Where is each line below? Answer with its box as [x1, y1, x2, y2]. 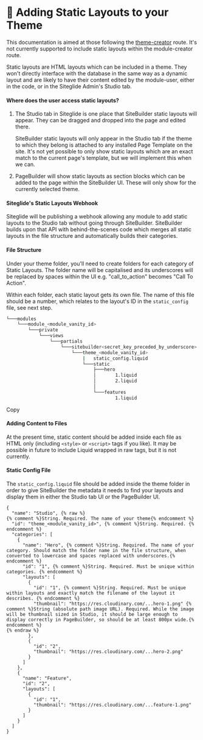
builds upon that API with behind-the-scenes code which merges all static [6, 226, 192, 233]
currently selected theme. [15, 186, 80, 193]
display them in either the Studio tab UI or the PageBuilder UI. [6, 493, 160, 501]
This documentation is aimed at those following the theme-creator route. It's [6, 38, 198, 46]
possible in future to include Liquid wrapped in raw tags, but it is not [6, 446, 177, 453]
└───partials [49, 338, 83, 344]
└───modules [6, 316, 36, 322]
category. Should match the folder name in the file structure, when [6, 548, 187, 554]
